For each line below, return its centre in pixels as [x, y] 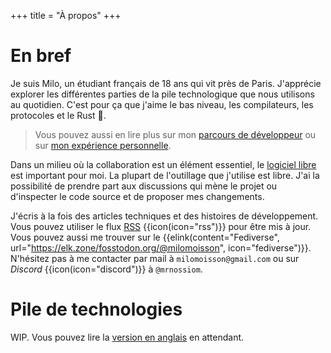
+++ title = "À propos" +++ [66, 15]
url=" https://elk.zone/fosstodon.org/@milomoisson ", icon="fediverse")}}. [161, 247]
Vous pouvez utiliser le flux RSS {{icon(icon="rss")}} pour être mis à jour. [161, 226]
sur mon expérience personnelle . [103, 145]
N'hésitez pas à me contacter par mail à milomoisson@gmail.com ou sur [155, 258]
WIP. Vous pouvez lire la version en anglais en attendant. [127, 337]
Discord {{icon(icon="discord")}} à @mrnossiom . [106, 269]
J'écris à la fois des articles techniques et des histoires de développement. [164, 216]
